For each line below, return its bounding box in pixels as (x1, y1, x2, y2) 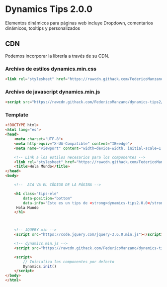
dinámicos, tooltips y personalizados (5, 25, 81, 31)
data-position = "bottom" (23, 195, 72, 201)
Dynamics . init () (23, 264, 57, 269)
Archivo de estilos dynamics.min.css (5, 65, 97, 72)
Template (5, 111, 29, 118)
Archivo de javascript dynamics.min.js (5, 88, 100, 95)
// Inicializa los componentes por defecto (23, 259, 114, 264)
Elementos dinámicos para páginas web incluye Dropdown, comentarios (5, 20, 153, 26)
